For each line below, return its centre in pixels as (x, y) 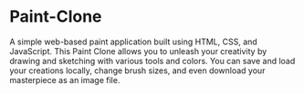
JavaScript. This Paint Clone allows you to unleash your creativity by (138, 51)
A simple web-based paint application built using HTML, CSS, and (133, 42)
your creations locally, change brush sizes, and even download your (137, 70)
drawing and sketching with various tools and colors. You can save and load (152, 61)
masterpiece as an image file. (65, 80)
